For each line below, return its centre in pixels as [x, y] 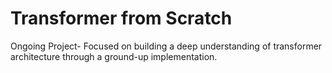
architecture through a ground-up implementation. [114, 56]
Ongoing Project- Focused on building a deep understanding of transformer [166, 46]
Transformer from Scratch [121, 18]
